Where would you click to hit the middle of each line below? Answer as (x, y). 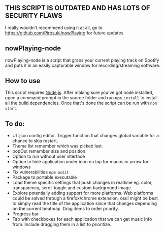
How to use (23, 81)
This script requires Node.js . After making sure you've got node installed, (79, 92)
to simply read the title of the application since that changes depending (84, 203)
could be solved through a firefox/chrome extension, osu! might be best (85, 198)
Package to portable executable (45, 177)
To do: (15, 124)
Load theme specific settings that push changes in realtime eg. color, (82, 183)
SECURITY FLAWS (34, 16)
